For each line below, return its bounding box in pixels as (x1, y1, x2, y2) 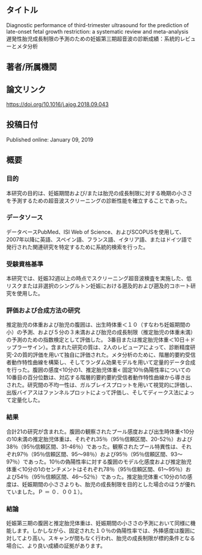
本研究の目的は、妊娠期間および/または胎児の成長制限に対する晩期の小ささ (6, 189, 193, 196)
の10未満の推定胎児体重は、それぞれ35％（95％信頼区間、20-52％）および (6, 435, 193, 442)
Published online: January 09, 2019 (6, 136, 94, 143)
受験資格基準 (6, 260, 44, 268)
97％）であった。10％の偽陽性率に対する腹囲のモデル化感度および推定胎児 (6, 458, 192, 465)
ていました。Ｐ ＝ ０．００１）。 (6, 488, 86, 495)
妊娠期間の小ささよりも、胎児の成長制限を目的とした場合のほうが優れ (22, 480, 196, 488)
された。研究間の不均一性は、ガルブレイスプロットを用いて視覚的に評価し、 (6, 381, 196, 389)
